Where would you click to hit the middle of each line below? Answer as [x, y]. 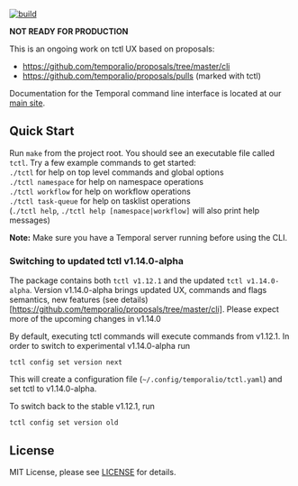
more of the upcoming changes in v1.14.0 [86, 319]
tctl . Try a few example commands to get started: [103, 162]
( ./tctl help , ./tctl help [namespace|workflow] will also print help [134, 210]
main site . [27, 103]
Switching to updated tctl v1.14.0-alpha [97, 261]
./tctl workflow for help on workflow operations [100, 191]
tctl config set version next [66, 362]
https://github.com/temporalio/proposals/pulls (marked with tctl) [141, 76]
